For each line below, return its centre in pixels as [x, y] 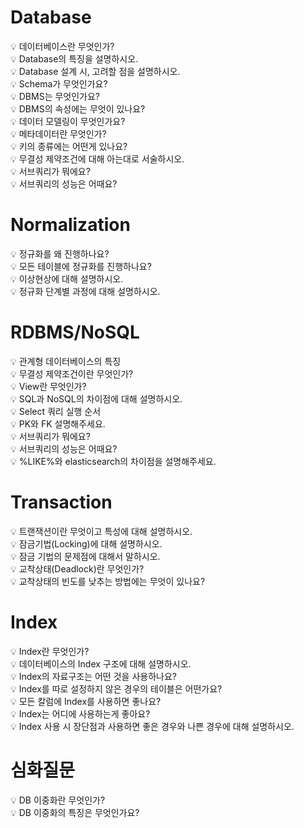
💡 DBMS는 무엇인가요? [55, 96]
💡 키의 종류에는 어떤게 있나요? [69, 146]
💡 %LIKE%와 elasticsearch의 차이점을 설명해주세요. [113, 461]
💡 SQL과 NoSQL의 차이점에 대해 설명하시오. [96, 398]
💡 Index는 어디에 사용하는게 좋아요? [80, 713]
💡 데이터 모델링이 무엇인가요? [68, 121]
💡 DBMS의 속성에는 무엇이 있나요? [78, 108]
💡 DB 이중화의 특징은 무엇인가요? [75, 812]
